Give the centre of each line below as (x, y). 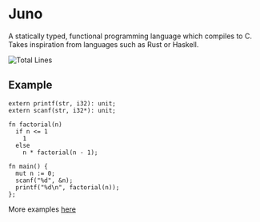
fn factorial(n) (35, 125)
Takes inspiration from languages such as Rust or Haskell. (104, 44)
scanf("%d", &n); (44, 180)
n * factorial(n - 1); (60, 153)
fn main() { (28, 166)
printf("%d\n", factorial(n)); (68, 187)
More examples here (42, 209)
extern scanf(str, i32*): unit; (62, 110)
